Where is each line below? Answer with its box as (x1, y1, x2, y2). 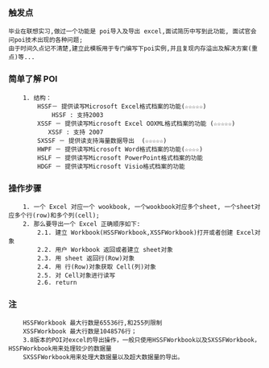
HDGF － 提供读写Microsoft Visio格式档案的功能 (37, 162, 185, 170)
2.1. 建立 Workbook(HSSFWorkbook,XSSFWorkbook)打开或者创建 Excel (37, 228, 255, 236)
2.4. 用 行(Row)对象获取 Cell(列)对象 (37, 262, 157, 271)
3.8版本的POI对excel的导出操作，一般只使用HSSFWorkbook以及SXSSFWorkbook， (23, 337, 261, 345)
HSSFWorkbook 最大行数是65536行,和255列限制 (23, 319, 163, 328)
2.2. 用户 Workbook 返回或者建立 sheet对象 (37, 245, 173, 253)
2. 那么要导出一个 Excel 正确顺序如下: (23, 220, 141, 228)
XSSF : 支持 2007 (48, 128, 104, 136)
